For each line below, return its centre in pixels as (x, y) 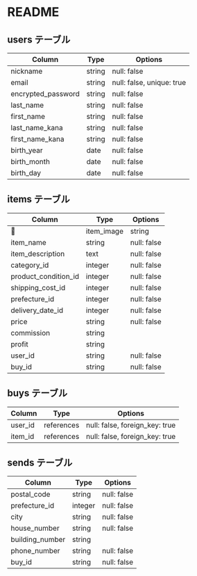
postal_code (31, 495)
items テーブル (39, 199)
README (33, 12)
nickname (27, 71)
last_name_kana (37, 128)
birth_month (31, 162)
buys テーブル (37, 393)
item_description (38, 253)
